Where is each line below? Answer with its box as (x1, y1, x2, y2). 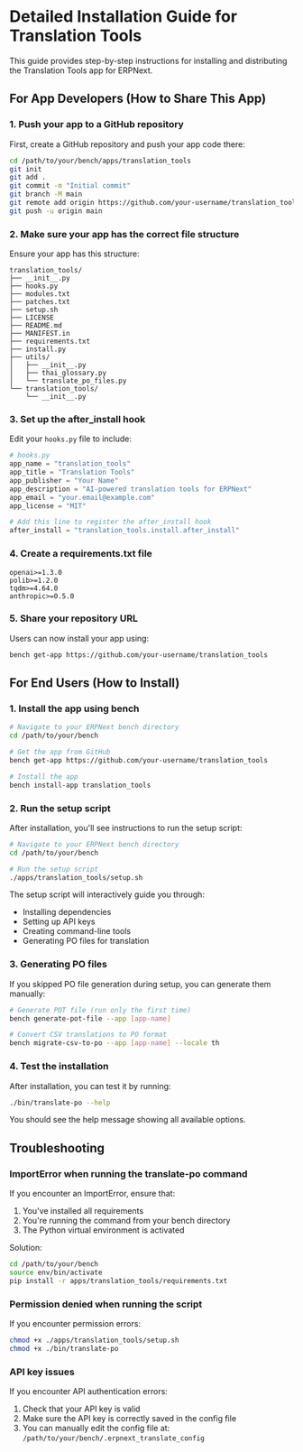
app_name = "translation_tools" (9, 459, 131, 468)
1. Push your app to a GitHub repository (9, 118, 185, 131)
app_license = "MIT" (9, 501, 87, 511)
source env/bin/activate (9, 1268, 103, 1277)
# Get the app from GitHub (9, 747, 111, 757)
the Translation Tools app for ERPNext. (9, 65, 153, 76)
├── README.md (9, 321, 63, 330)
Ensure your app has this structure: (9, 248, 140, 259)
